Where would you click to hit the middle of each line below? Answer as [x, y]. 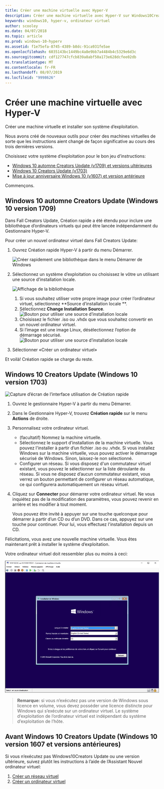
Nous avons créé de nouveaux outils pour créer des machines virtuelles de [81, 136]
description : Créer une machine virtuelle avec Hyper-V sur [68, 15]
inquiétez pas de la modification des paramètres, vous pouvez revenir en [85, 499]
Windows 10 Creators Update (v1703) [50, 171]
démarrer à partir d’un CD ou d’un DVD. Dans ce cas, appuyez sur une [82, 519]
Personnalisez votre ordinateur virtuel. [51, 428]
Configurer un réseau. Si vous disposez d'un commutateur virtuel [85, 463]
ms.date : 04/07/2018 [26, 31]
